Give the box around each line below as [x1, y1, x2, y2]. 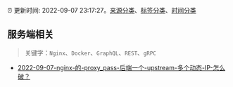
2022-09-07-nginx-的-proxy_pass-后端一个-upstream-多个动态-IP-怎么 [17, 63, 226, 72]
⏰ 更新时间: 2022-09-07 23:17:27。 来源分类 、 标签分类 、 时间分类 [7, 6, 196, 14]
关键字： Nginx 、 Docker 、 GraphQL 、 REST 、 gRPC [24, 48, 156, 57]
